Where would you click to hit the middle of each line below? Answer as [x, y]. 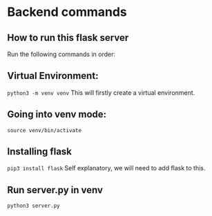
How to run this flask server [68, 38]
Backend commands [67, 12]
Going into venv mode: [57, 115]
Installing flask [40, 152]
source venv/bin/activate [44, 130]
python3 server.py [33, 206]
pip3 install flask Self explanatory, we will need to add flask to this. [106, 168]
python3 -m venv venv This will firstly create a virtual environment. [101, 92]
